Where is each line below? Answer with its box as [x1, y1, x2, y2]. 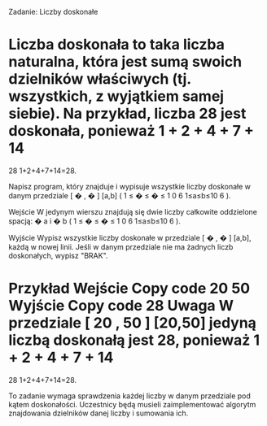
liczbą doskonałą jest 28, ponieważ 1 [8, 331, 260, 350]
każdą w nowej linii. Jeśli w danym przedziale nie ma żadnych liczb [8, 241, 234, 251]
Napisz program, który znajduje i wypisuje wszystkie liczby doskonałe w [8, 181, 251, 191]
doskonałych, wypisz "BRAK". [8, 250, 108, 260]
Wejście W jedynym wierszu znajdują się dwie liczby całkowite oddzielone [8, 206, 258, 216]
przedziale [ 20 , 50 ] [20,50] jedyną [8, 314, 256, 333]
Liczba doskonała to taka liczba [8, 36, 225, 54]
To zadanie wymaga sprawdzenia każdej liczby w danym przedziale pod [8, 390, 251, 401]
